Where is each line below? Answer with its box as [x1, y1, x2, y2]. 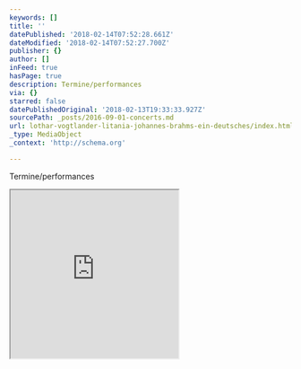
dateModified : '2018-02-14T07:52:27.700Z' [9, 38, 170, 48]
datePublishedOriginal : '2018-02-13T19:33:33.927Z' [9, 105, 206, 114]
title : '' [9, 22, 47, 31]
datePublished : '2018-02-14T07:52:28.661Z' [9, 30, 175, 39]
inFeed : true [9, 64, 58, 73]
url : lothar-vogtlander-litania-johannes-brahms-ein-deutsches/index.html [9, 122, 295, 131]
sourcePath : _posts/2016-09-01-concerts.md [9, 113, 175, 122]
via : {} [9, 88, 39, 97]
